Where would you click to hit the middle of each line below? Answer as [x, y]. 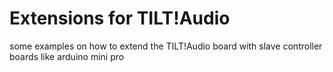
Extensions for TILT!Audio [120, 18]
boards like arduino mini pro [67, 56]
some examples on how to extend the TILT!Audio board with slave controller [166, 46]
